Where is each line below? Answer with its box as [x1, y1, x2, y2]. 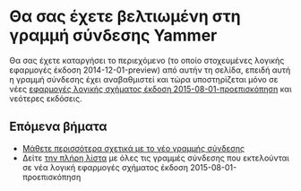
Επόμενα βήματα [9, 119, 107, 135]
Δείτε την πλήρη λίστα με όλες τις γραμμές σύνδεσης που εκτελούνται [21, 152, 289, 163]
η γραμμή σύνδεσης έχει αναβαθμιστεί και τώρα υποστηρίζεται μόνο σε [9, 74, 279, 84]
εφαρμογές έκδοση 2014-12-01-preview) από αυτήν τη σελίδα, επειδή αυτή [9, 65, 291, 75]
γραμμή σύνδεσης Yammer [9, 25, 218, 46]
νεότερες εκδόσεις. [9, 92, 82, 104]
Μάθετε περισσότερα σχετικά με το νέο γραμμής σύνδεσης [21, 143, 245, 153]
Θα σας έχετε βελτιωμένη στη [9, 6, 241, 27]
